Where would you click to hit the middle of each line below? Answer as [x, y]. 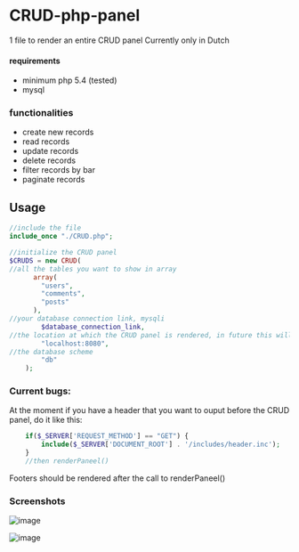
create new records [58, 132]
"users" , [57, 286]
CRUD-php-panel [75, 16]
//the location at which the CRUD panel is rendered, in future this [141, 335]
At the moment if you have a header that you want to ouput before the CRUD [149, 410]
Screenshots [37, 501]
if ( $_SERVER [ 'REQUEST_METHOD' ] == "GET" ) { [107, 436]
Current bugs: [40, 391]
